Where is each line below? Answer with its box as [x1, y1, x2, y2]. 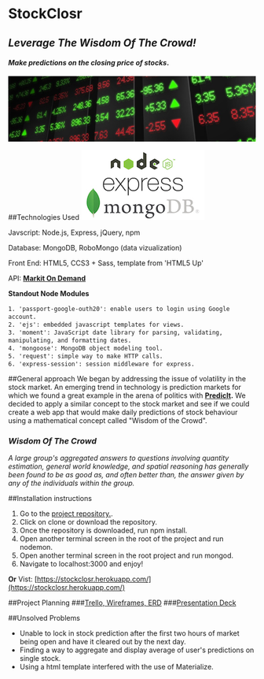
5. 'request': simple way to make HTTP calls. [8, 352, 163, 361]
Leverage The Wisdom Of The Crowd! [8, 36, 196, 50]
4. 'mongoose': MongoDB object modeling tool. [8, 344, 163, 353]
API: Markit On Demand [8, 273, 86, 284]
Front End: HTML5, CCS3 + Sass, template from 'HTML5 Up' [8, 258, 204, 268]
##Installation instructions [8, 494, 93, 503]
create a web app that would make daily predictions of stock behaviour [8, 407, 238, 417]
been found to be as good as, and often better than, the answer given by [8, 470, 244, 480]
